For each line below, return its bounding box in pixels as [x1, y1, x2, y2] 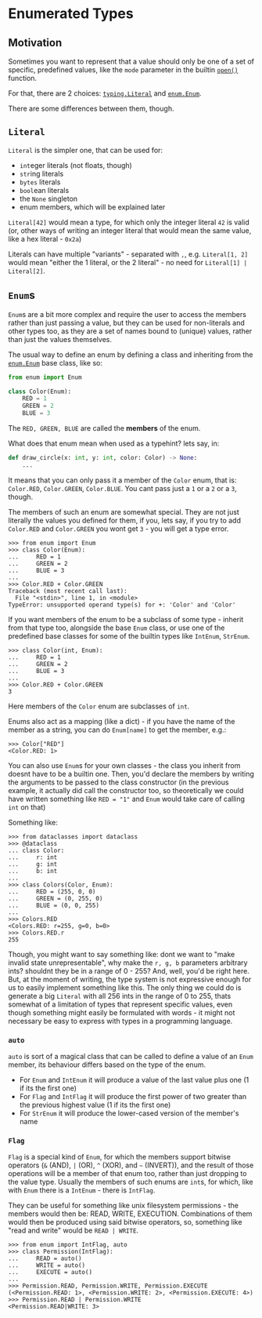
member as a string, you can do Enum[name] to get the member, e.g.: [8, 725, 227, 734]
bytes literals [19, 177, 61, 187]
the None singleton [19, 194, 78, 203]
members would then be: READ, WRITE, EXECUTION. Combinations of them [8, 1209, 253, 1218]
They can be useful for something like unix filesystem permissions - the [8, 1201, 239, 1211]
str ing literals [19, 169, 64, 178]
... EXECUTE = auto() [8, 1269, 92, 1276]
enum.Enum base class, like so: [8, 358, 103, 367]
